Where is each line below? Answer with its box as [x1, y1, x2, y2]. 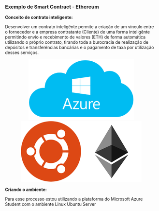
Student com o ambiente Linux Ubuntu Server [5, 201, 96, 207]
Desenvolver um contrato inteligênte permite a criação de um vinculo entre [5, 24, 154, 30]
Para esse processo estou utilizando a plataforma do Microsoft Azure [5, 196, 143, 202]
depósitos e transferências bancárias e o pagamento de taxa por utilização [5, 45, 154, 51]
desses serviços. [5, 50, 39, 55]
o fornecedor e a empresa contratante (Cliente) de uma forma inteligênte [5, 29, 150, 35]
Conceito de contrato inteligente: [5, 15, 73, 20]
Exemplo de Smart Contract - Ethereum [5, 3, 99, 10]
